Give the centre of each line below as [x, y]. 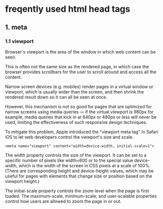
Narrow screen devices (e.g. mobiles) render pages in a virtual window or [79, 87]
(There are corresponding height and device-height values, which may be [80, 171]
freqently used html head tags [68, 9]
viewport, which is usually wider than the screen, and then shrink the [75, 91]
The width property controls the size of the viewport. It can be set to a [76, 155]
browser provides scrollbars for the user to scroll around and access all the [81, 72]
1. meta [16, 27]
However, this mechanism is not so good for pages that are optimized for [79, 106]
